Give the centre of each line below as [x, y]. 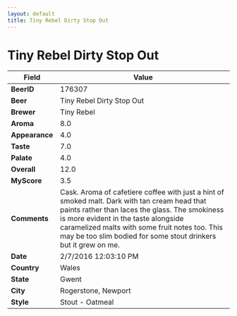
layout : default [31, 14]
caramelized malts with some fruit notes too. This [141, 227]
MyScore [26, 181]
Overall [23, 170]
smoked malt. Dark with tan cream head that [133, 201]
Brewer [23, 112]
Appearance [32, 135]
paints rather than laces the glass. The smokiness [142, 210]
